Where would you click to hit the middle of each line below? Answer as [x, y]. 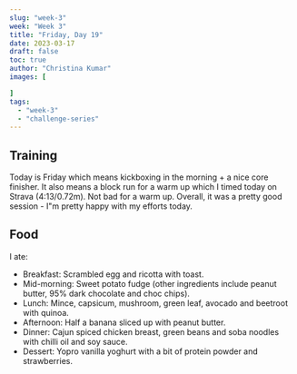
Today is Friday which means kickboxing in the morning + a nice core [139, 177]
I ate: [19, 256]
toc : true [28, 60]
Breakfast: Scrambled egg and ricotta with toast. [113, 274]
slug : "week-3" [38, 18]
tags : [20, 102]
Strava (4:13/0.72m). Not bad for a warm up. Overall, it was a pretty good [146, 197]
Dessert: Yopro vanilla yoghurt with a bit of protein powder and [140, 351]
